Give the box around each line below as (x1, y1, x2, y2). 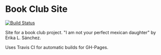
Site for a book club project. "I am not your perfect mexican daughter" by (5, 29, 156, 35)
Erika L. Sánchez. (5, 35, 41, 41)
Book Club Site (5, 3, 68, 15)
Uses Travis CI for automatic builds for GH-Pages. (5, 44, 109, 50)
